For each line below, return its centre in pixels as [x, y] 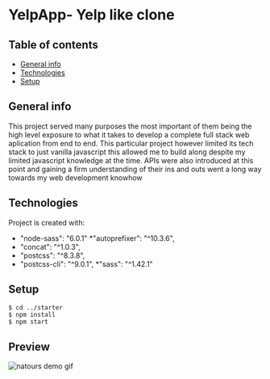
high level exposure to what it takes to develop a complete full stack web [129, 134]
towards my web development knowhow [75, 177]
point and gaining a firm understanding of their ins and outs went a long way [135, 169]
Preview [29, 346]
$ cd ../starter [35, 308]
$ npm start [28, 322]
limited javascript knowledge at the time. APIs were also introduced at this [131, 160]
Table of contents [53, 45]
